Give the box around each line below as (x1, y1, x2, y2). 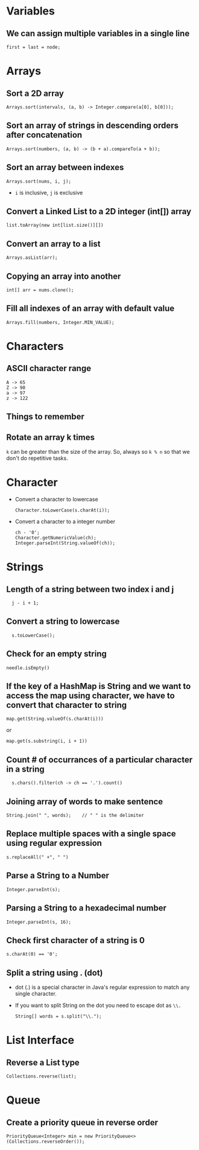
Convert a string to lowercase (6, 617, 120, 627)
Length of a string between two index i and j (6, 584, 174, 594)
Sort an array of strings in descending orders (6, 121, 179, 131)
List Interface (6, 1034, 74, 1047)
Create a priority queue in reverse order (6, 1117, 159, 1128)
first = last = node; (6, 44, 61, 50)
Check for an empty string (6, 649, 107, 659)
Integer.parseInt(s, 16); (6, 919, 71, 925)
